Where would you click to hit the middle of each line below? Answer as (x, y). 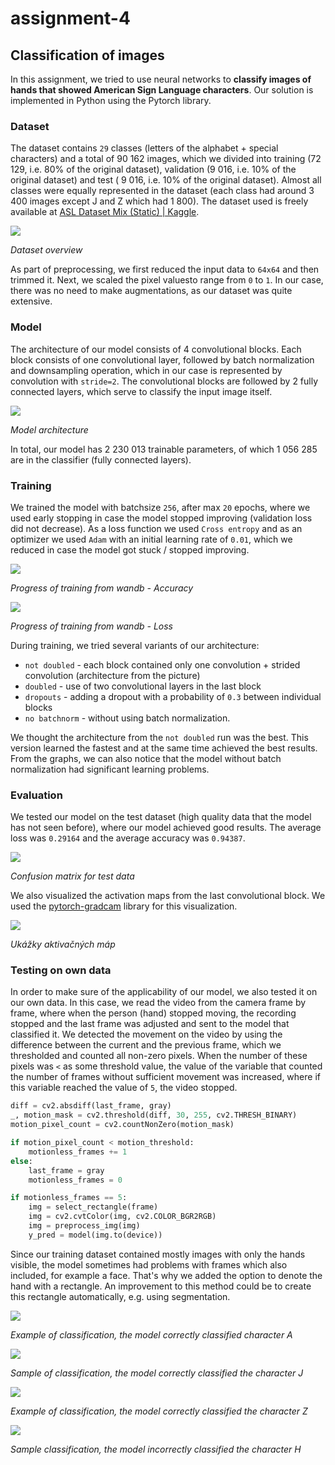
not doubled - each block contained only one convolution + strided (162, 664)
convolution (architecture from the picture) (112, 675)
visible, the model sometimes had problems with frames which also (149, 1264)
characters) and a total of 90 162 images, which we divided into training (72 (166, 159)
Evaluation (36, 795)
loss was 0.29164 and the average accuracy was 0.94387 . (128, 838)
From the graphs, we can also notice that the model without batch (146, 758)
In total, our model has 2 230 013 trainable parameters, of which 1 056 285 (164, 449)
